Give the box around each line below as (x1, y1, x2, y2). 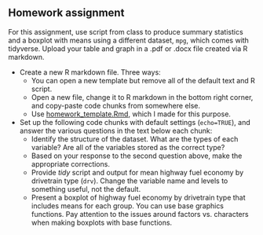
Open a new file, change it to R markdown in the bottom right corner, (31, 92, 254, 101)
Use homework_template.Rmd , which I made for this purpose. (31, 109, 232, 119)
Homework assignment (8, 6, 125, 20)
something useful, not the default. (31, 184, 141, 193)
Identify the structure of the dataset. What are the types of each (31, 134, 239, 144)
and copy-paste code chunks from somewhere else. (31, 101, 201, 110)
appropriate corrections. (31, 159, 110, 168)
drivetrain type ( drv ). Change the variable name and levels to (31, 176, 228, 185)
